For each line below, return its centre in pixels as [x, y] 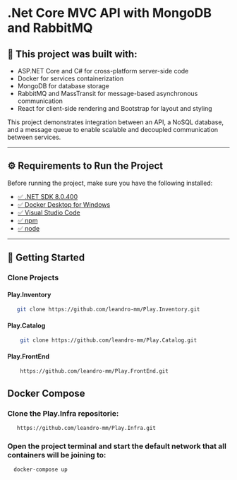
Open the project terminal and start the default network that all [117, 446]
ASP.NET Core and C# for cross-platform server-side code [103, 71]
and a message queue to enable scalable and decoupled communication [113, 130]
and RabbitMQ [50, 28]
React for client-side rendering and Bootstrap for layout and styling [115, 108]
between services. [34, 137]
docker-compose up [41, 470]
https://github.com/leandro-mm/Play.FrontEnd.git [95, 371]
